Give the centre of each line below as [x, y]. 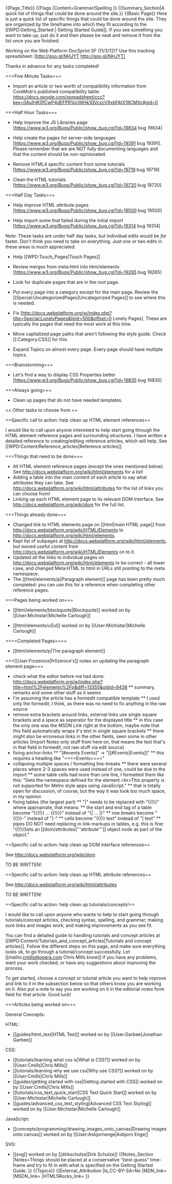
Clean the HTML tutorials [39, 180]
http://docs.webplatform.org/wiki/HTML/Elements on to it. [74, 552]
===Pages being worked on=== [39, 600]
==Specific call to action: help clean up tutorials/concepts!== [70, 904]
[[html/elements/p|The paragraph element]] [59, 651]
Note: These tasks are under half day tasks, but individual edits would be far [86, 236]
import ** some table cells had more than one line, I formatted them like [88, 775]
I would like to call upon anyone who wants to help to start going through [82, 914]
